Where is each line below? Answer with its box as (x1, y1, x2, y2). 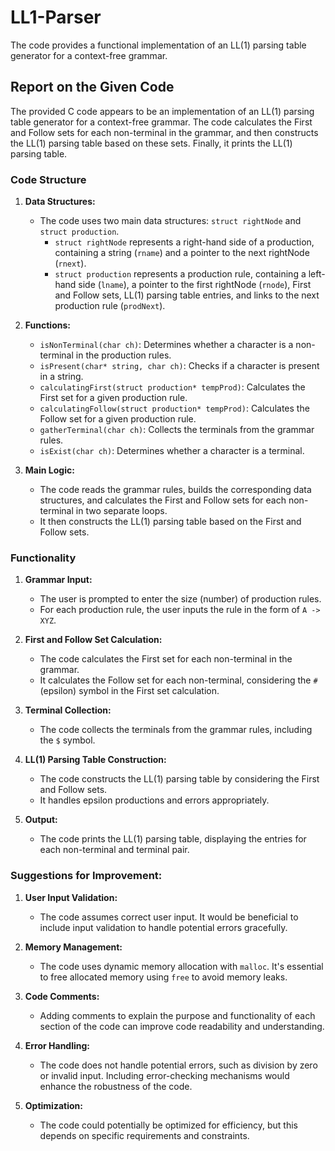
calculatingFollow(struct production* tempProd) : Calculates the (39, 402, 310, 415)
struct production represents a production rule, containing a (54, 268, 307, 280)
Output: (24, 814, 58, 826)
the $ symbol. (39, 734, 96, 746)
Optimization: (24, 1099, 83, 1111)
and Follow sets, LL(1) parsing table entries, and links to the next (54, 289, 320, 301)
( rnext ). (54, 257, 87, 270)
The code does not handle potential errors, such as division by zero (39, 1059, 318, 1071)
